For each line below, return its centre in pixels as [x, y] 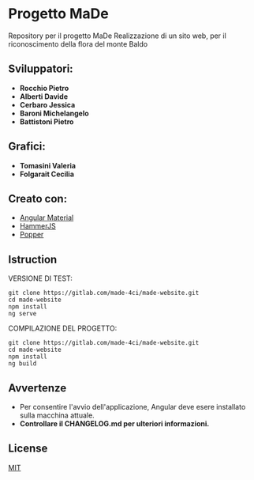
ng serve [22, 314]
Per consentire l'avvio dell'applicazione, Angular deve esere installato [133, 407]
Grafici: [27, 147]
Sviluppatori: [41, 69]
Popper [32, 235]
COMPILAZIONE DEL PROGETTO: [63, 328]
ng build [22, 364]
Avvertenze [37, 388]
